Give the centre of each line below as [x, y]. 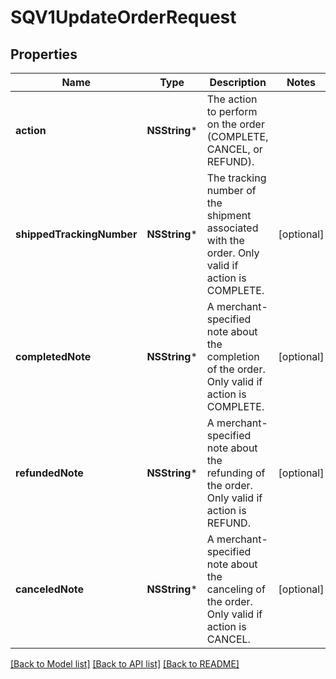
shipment [229, 215]
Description [238, 82]
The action [232, 99]
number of [231, 190]
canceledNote [49, 589]
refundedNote [49, 473]
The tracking [236, 178]
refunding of [236, 473]
